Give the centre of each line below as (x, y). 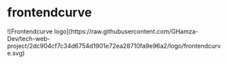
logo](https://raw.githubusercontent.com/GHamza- (126, 31)
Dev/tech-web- (28, 38)
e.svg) (16, 53)
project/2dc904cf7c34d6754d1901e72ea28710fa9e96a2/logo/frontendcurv (114, 46)
